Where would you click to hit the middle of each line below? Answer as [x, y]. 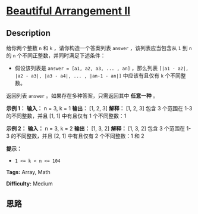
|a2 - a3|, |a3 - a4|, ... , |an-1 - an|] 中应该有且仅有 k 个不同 [98, 75]
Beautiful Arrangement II [68, 11]
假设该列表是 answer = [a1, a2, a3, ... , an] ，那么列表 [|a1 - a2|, [102, 68]
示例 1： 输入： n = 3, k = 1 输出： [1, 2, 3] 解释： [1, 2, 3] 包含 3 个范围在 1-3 [99, 108]
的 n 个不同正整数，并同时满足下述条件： [56, 55]
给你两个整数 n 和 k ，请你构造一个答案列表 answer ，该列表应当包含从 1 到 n [99, 48]
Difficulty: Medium [30, 184]
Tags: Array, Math [28, 172]
